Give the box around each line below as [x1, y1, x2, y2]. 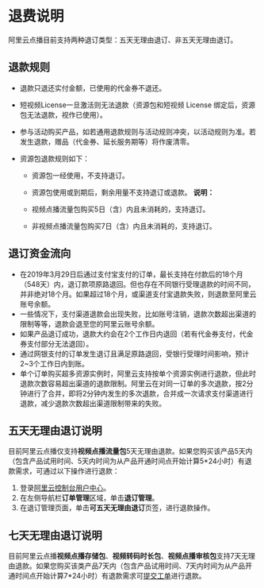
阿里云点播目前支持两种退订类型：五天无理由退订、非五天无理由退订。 [8, 35, 238, 44]
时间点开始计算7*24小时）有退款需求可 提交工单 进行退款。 [14, 571, 206, 581]
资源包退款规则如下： [19, 153, 90, 163]
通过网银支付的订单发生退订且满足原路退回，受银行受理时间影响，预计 [19, 349, 250, 358]
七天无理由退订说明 [8, 528, 102, 542]
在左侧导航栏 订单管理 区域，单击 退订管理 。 [19, 493, 159, 503]
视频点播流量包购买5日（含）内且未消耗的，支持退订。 [31, 204, 210, 214]
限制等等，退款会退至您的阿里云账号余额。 [19, 319, 159, 328]
